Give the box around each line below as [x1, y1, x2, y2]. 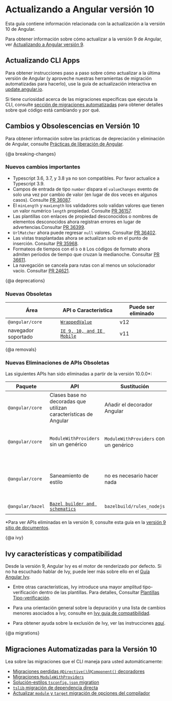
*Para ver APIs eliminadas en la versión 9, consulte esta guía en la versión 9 [5, 519, 166, 525]
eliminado [130, 310, 155, 317]
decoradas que [49, 398, 86, 405]
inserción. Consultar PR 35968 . [12, 240, 79, 246]
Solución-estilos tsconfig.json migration [12, 679, 100, 686]
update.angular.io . [5, 86, 44, 92]
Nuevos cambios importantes [5, 163, 80, 171]
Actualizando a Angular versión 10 [5, 4, 155, 15]
